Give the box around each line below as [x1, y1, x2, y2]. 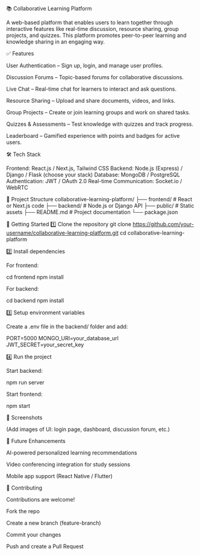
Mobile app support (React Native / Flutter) [6, 473, 113, 479]
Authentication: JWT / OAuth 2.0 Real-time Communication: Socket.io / [6, 178, 183, 184]
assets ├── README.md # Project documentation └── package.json [6, 208, 178, 216]
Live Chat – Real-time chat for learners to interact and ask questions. [6, 85, 177, 92]
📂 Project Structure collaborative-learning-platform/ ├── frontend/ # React [6, 196, 193, 202]
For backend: [6, 285, 39, 292]
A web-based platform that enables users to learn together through [6, 19, 173, 26]
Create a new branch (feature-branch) [6, 519, 101, 526]
